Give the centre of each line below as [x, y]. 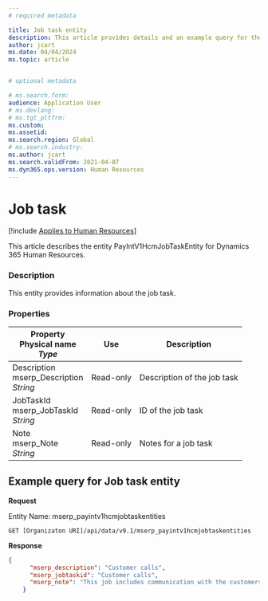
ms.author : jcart [37, 155]
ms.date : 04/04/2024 [43, 53]
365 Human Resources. [47, 255]
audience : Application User [55, 103]
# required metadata [43, 16]
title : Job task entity [48, 30]
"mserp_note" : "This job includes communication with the [128, 583]
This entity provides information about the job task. [92, 293]
